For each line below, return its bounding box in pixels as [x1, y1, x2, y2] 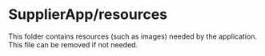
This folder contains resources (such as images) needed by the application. [8, 32, 258, 41]
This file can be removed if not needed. [8, 39, 139, 49]
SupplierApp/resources [8, 6, 168, 24]
